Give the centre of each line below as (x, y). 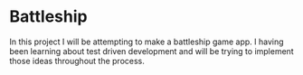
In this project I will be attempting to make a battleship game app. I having (147, 42)
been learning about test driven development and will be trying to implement (151, 51)
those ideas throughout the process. (77, 61)
